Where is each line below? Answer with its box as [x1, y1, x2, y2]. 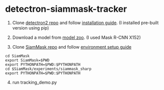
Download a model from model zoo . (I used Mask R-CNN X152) [12, 34, 141, 40]
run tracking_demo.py [12, 79, 57, 85]
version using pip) [12, 25, 49, 30]
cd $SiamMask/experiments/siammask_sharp [5, 66, 92, 71]
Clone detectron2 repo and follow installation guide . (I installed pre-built [12, 20, 159, 26]
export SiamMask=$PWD [5, 58, 50, 62]
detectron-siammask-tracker [5, 3, 127, 15]
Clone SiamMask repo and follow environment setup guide [12, 44, 132, 50]
